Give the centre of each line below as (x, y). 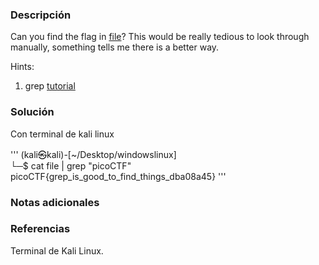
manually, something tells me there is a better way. (115, 47)
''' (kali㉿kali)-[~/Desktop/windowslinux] (93, 154)
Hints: (22, 67)
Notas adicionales (55, 202)
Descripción (41, 15)
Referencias (40, 229)
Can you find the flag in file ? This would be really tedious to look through (160, 37)
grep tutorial (50, 86)
